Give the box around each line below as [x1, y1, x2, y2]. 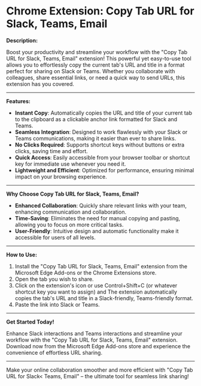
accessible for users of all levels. [14, 234, 96, 241]
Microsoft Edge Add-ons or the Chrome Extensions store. [14, 269, 157, 276]
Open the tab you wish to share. [14, 275, 94, 283]
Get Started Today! [6, 318, 54, 325]
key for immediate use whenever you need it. [14, 160, 126, 167]
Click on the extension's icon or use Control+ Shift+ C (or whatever [14, 282, 178, 289]
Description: [6, 37, 38, 44]
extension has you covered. [6, 80, 75, 88]
